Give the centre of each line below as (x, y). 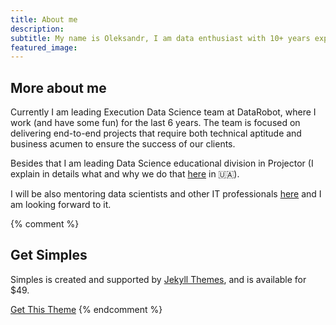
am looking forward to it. (61, 205)
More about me (58, 87)
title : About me (44, 19)
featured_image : (44, 47)
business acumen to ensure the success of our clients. (123, 144)
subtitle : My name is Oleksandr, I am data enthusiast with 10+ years (160, 38)
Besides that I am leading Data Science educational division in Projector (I (162, 163)
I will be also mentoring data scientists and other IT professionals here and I (166, 194)
